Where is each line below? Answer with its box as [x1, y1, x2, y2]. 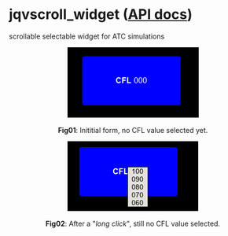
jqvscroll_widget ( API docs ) [9, 6, 193, 24]
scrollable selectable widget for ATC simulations [9, 31, 165, 41]
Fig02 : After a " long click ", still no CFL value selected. [45, 219, 221, 228]
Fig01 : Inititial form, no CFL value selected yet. [57, 125, 208, 135]
